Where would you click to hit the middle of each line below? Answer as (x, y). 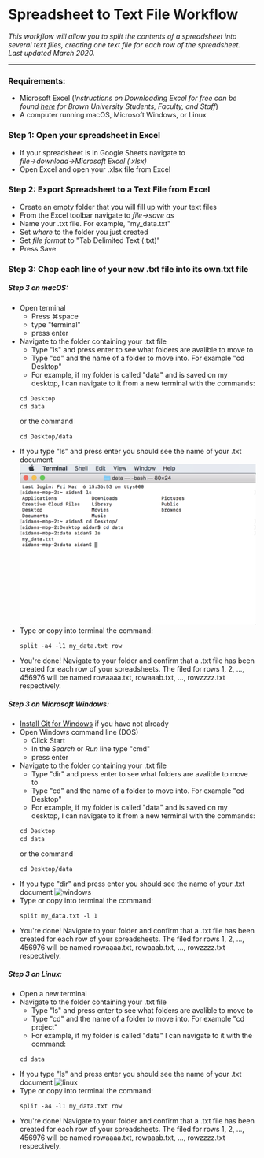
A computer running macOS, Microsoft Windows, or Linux (113, 115)
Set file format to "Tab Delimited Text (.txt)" (90, 240)
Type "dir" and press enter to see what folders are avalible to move (140, 774)
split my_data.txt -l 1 (59, 916)
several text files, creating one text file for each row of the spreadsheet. (125, 44)
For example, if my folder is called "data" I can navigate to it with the (142, 1036)
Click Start (48, 741)
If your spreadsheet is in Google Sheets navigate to (103, 152)
